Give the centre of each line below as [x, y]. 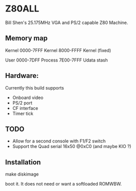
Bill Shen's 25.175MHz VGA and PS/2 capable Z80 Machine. [67, 22]
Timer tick [23, 113]
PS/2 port [22, 102]
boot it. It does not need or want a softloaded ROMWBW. [63, 184]
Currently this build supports [34, 87]
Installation [23, 162]
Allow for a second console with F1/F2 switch [59, 141]
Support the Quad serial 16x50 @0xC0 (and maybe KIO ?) [72, 146]
